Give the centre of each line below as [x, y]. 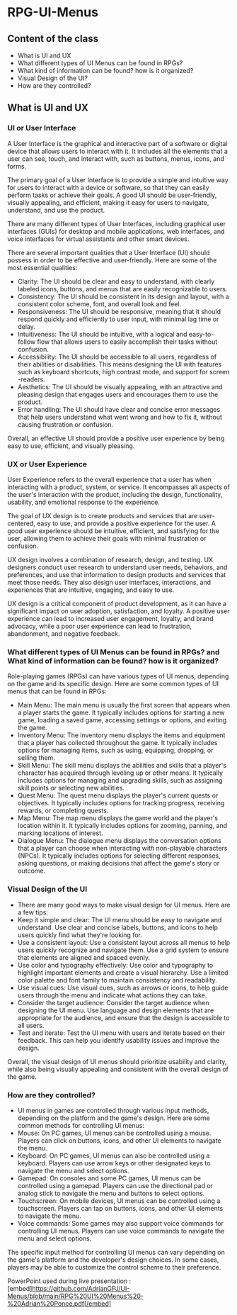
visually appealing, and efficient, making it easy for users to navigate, [108, 202]
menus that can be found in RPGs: [57, 691]
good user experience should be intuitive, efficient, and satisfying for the [113, 531]
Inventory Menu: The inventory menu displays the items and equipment [121, 735]
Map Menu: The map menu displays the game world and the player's [117, 818]
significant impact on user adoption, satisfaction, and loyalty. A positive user [118, 611]
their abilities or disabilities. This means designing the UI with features [120, 364]
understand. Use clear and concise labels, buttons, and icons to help [117, 927]
